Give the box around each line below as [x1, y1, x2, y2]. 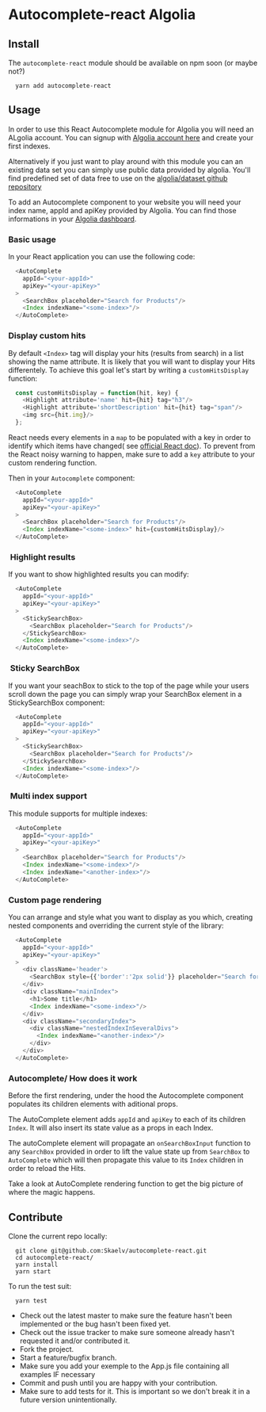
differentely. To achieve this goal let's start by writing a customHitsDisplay [8, 365, 249, 374]
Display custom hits [8, 331, 86, 342]
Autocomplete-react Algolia [8, 6, 196, 24]
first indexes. [8, 141, 51, 151]
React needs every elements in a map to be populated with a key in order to [8, 432, 251, 442]
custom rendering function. [8, 457, 97, 467]
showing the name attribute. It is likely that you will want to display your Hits [8, 357, 256, 366]
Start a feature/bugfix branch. [19, 1353, 117, 1362]
